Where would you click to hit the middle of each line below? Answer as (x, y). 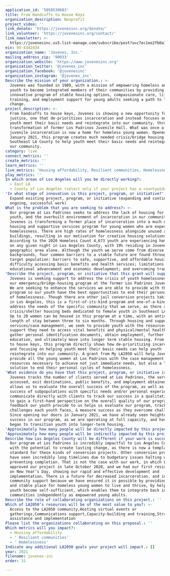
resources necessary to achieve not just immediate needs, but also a (86, 363)
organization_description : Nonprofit (45, 19)
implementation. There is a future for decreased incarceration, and (84, 476)
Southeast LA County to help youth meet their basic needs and (78, 142)
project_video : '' (25, 24)
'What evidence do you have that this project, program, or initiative (82, 373)
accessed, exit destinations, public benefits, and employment (78, 382)
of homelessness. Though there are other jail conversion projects (82, 297)
